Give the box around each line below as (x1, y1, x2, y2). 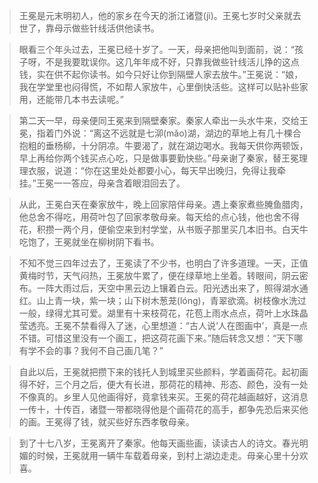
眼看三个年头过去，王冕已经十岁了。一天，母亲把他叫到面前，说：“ (18, 44, 295, 55)
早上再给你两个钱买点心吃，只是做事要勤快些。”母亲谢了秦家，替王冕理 (18, 152, 308, 164)
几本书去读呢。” (62, 94, 124, 105)
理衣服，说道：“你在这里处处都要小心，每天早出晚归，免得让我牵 (18, 165, 286, 176)
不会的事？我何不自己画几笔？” (36, 345, 164, 356)
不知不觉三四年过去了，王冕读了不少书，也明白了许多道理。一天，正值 (18, 257, 309, 269)
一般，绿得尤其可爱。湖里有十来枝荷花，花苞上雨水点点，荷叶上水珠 (18, 307, 300, 319)
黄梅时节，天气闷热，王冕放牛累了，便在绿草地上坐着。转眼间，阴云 (18, 270, 300, 281)
